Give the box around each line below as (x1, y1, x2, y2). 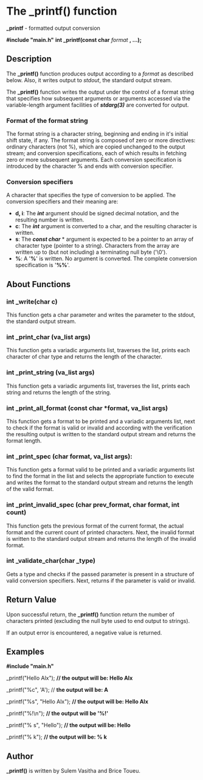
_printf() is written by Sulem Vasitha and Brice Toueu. (6, 767, 141, 775)
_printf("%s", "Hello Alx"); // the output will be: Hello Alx (6, 698, 149, 705)
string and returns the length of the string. (6, 388, 111, 396)
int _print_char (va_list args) (6, 333, 91, 341)
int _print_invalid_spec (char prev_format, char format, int (6, 501, 180, 509)
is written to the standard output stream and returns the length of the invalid (6, 535, 196, 542)
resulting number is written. (15, 216, 84, 223)
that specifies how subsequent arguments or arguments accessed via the (6, 94, 190, 102)
